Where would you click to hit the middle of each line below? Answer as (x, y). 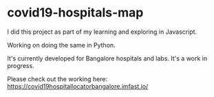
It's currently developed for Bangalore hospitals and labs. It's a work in (107, 58)
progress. (21, 65)
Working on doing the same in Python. (61, 45)
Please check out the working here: (57, 79)
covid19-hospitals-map (75, 13)
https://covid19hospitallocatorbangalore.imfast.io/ (78, 86)
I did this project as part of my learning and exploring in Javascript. (102, 32)
